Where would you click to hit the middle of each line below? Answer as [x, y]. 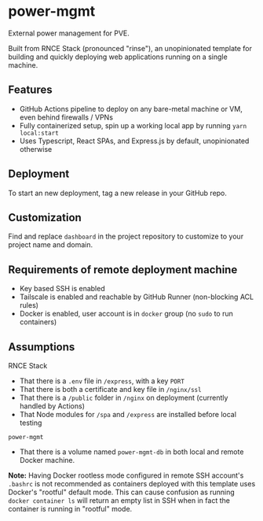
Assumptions [42, 347]
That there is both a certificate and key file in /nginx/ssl [110, 389]
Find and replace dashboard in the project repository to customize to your [126, 236]
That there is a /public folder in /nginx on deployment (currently [124, 397]
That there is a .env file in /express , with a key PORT [102, 381]
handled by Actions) [52, 406]
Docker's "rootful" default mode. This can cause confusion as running [122, 492]
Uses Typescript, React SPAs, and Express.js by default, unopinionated [134, 141]
